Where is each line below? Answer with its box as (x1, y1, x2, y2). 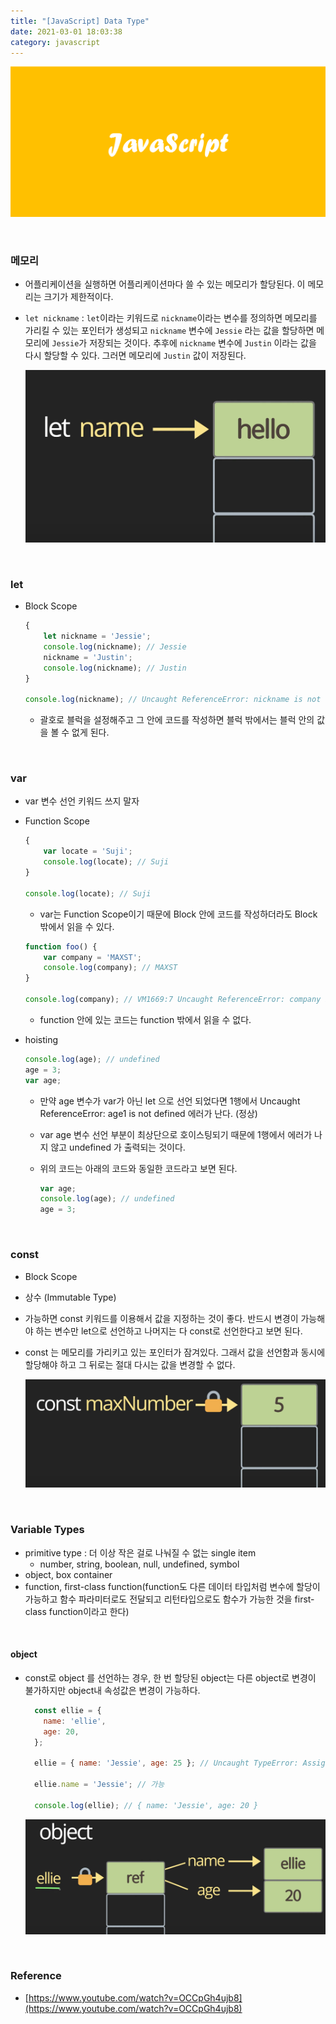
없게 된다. (71, 726, 110, 739)
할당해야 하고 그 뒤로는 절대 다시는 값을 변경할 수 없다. (24, 1358, 236, 1370)
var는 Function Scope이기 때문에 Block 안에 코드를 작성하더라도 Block (39, 908, 318, 920)
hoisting (24, 1033, 59, 1045)
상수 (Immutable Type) (24, 1291, 117, 1303)
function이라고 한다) (48, 1605, 130, 1617)
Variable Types (10, 1523, 85, 1537)
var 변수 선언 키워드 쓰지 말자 (24, 795, 140, 807)
